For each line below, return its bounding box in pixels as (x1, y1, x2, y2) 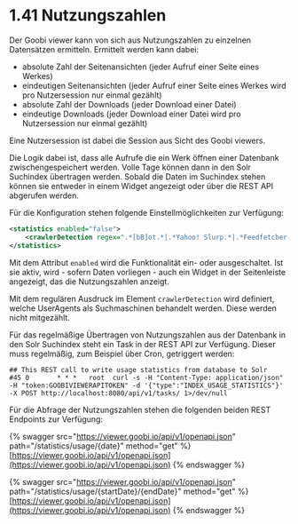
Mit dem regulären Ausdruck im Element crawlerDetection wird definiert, (9, 293, 275, 304)
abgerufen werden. (9, 190, 80, 201)
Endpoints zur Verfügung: (9, 414, 104, 425)
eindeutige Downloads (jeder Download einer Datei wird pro (21, 108, 241, 119)
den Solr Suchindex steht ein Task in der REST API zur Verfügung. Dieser (9, 338, 277, 349)
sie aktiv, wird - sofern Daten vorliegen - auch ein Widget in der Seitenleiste (9, 266, 286, 277)
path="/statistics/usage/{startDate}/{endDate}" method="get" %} (9, 486, 249, 496)
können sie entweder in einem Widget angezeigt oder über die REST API (9, 180, 274, 191)
